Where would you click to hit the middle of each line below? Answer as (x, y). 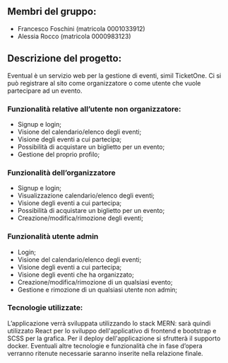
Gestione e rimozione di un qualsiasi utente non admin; (97, 289)
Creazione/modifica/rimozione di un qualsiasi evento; (95, 282)
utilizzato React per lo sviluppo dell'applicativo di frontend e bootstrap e (112, 330)
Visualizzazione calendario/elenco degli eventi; (86, 196)
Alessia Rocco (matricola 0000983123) (74, 36)
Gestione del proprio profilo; (59, 154)
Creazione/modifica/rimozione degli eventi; (80, 218)
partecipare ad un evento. (45, 91)
